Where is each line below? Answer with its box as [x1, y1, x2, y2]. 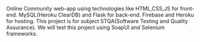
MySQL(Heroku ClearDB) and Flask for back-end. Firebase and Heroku [18, 11, 194, 18]
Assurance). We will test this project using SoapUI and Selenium [6, 24, 165, 31]
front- [180, 5, 195, 12]
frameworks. [6, 30, 38, 37]
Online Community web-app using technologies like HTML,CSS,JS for [6, 5, 179, 12]
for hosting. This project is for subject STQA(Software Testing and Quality [6, 18, 188, 24]
